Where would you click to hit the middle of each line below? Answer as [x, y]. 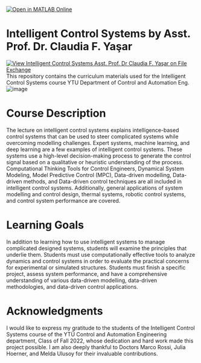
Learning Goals [45, 225]
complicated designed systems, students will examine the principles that [97, 248]
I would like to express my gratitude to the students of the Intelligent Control [101, 328]
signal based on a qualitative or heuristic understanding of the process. [95, 162]
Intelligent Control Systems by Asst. [98, 34]
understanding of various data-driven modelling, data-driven [82, 280]
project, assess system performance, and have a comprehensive [87, 274]
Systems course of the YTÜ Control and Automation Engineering [87, 334]
